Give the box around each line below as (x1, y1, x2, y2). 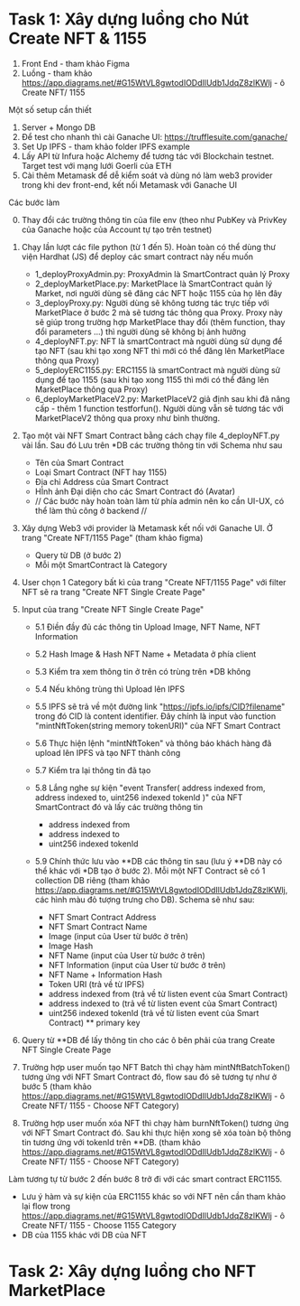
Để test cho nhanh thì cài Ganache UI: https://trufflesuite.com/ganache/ (21, 131, 288, 142)
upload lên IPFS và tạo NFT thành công (34, 747, 181, 758)
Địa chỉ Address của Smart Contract (34, 476, 168, 487)
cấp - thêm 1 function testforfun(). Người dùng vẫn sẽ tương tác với (34, 403, 285, 414)
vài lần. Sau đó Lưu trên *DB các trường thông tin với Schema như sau (21, 439, 283, 451)
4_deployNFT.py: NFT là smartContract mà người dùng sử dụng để (34, 335, 283, 347)
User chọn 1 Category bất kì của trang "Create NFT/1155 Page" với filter (21, 576, 286, 587)
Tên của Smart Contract (34, 457, 124, 468)
